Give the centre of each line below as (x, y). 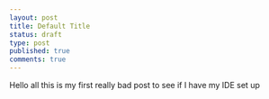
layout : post (34, 18)
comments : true (38, 59)
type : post (30, 43)
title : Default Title (50, 26)
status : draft (36, 34)
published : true (40, 51)
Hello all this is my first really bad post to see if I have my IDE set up (135, 85)
